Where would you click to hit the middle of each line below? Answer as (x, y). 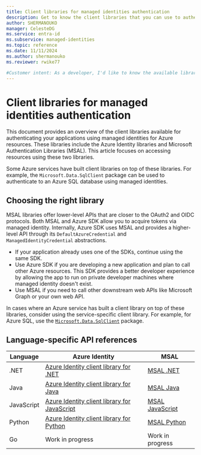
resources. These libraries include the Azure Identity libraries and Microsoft (99, 144)
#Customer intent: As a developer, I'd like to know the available (92, 73)
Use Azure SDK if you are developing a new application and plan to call (102, 265)
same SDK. (28, 258)
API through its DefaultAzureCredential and (73, 234)
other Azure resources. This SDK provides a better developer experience (105, 271)
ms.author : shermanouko (36, 56)
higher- (182, 228)
